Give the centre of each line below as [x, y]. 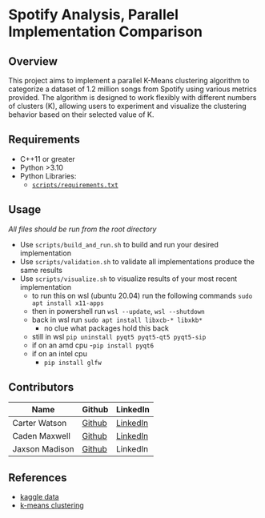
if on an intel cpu [60, 353]
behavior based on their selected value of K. [81, 114]
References [38, 478]
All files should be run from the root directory [82, 229]
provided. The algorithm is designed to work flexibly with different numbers [132, 97]
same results [41, 270]
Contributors [41, 387]
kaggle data [39, 497]
